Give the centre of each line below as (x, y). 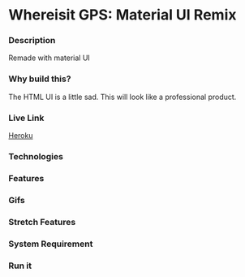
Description (32, 41)
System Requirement (51, 244)
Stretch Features (42, 222)
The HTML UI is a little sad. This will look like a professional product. (122, 97)
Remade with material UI (49, 58)
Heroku (21, 136)
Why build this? (40, 79)
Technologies (36, 156)
